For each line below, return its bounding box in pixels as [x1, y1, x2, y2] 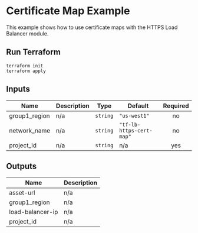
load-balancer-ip [9, 208, 58, 216]
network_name [9, 126, 51, 134]
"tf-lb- [118, 121, 141, 128]
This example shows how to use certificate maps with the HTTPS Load [6, 24, 178, 31]
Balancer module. [6, 30, 49, 37]
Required [163, 102, 189, 110]
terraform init [6, 63, 44, 69]
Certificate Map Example [6, 4, 130, 18]
